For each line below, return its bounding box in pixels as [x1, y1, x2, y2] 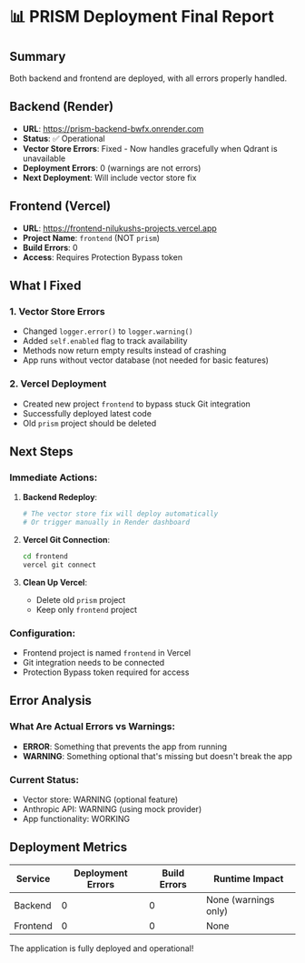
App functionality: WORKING [22, 814, 130, 825]
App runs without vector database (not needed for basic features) [22, 355, 270, 366]
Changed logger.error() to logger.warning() [22, 326, 193, 336]
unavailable [22, 153, 66, 164]
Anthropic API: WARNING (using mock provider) [22, 804, 202, 815]
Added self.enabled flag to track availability [22, 336, 188, 346]
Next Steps [9, 444, 74, 459]
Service [15, 872, 51, 885]
